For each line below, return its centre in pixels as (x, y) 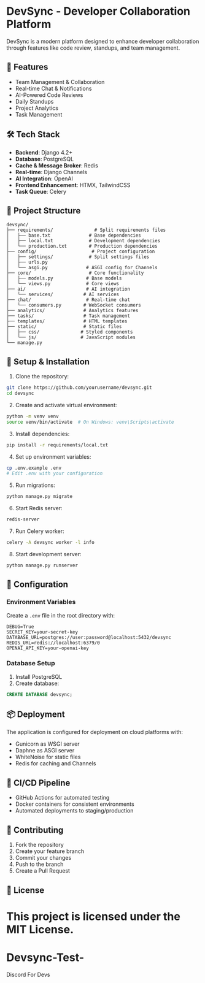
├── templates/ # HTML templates (67, 321)
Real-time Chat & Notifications (53, 88)
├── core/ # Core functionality (75, 273)
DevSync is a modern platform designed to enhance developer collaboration (103, 41)
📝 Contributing (35, 830)
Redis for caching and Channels (56, 763)
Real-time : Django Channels (51, 172)
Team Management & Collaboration (60, 82)
